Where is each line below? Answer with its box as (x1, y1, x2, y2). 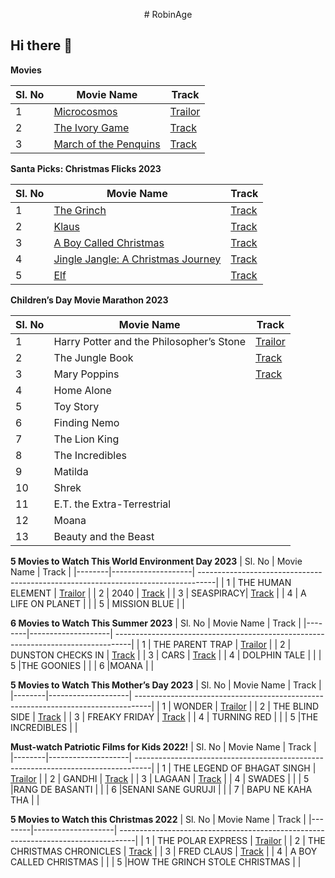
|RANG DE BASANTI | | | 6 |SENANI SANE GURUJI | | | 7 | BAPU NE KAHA (10, 783, 313, 795)
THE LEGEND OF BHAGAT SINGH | (173, 762, 317, 774)
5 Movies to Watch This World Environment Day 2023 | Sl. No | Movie (10, 555, 303, 567)
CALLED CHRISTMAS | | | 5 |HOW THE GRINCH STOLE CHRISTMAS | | (10, 855, 302, 868)
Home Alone (53, 383, 112, 397)
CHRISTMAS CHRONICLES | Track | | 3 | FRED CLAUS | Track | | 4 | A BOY (10, 845, 318, 857)
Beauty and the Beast (53, 529, 155, 543)
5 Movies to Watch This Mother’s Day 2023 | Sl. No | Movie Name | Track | (10, 679, 322, 691)
